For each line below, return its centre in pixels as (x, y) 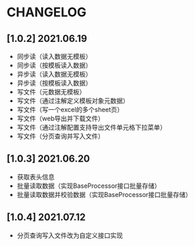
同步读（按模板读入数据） (54, 65)
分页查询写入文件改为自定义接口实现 (70, 235)
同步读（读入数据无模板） (54, 56)
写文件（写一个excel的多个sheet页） (70, 110)
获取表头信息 (35, 177)
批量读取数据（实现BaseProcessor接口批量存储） (89, 186)
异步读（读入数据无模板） (54, 74)
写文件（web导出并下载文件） (60, 118)
